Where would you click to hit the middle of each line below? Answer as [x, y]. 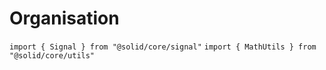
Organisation [64, 18]
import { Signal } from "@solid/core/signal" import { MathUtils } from [163, 47]
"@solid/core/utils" [52, 55]
